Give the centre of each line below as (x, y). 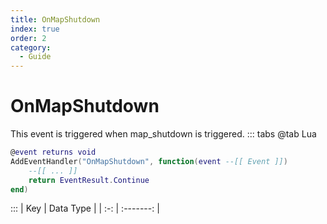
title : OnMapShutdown (55, 19)
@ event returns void (53, 152)
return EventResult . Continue (89, 180)
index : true (35, 29)
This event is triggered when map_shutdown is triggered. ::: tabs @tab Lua (163, 134)
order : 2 (28, 38)
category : (31, 47)
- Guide (35, 57)
